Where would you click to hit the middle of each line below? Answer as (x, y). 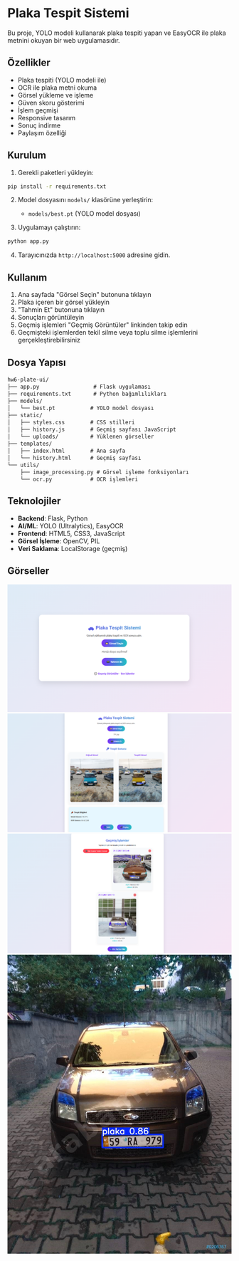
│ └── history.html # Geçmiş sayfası (74, 458)
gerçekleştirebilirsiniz (49, 340)
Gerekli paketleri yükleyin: (55, 172)
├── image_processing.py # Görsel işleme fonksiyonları (105, 472)
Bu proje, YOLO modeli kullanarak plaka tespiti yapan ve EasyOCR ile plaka (117, 33)
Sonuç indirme (39, 125)
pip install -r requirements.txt (57, 187)
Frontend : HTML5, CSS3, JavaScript (71, 533)
